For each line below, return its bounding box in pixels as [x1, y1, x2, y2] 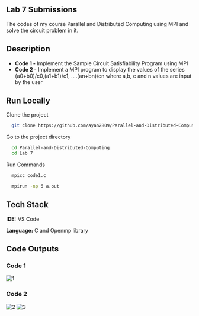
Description [6, 44, 50, 54]
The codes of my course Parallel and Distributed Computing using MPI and [6, 20, 189, 27]
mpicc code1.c [11, 173, 46, 179]
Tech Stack [6, 199, 49, 209]
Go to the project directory [6, 133, 71, 141]
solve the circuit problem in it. [6, 27, 79, 34]
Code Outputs [6, 244, 59, 254]
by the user [14, 78, 43, 85]
